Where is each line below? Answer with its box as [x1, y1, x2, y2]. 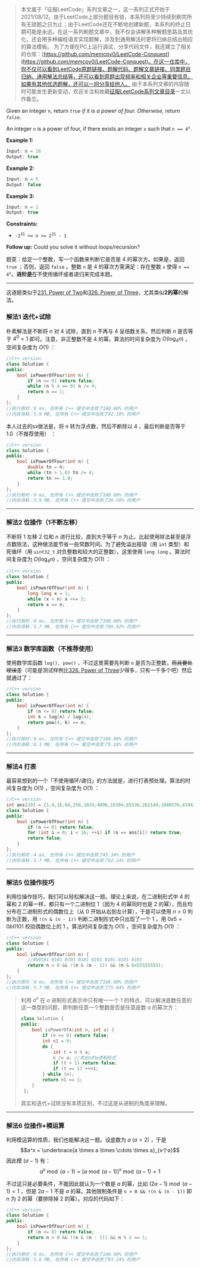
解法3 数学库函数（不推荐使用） [6, 644, 97, 653]
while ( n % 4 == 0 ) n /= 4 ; [27, 383, 97, 390]
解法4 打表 [6, 762, 37, 770]
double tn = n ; [27, 464, 65, 470]
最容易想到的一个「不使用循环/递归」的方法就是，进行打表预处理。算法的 [6, 777, 186, 784]
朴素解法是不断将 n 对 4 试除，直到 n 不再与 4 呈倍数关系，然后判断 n [6, 328, 177, 335]
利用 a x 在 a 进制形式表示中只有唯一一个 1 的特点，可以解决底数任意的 [20, 995, 192, 1004]
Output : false [6, 181, 42, 187]
